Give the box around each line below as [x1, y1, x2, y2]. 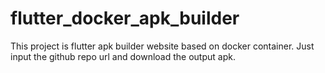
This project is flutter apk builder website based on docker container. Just [10, 40, 315, 52]
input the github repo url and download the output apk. [10, 50, 236, 62]
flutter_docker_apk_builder [10, 7, 240, 30]
